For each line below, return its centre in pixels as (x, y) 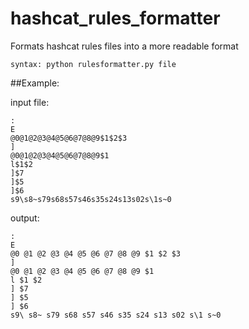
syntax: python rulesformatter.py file (93, 64)
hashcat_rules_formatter (115, 18)
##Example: (35, 83)
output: (25, 218)
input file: (30, 102)
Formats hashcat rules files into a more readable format (124, 46)
